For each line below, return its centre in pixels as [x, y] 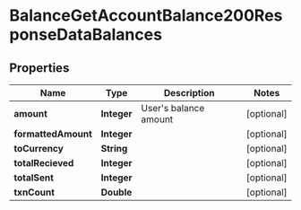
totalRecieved [44, 163]
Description [189, 93]
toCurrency [39, 149]
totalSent [34, 178]
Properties [39, 68]
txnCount [34, 192]
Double [116, 192]
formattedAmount [53, 134]
